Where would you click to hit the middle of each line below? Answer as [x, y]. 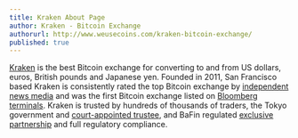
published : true [39, 42]
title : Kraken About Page [57, 17]
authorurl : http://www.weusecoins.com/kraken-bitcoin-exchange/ [131, 34]
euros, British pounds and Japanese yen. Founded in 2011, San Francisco [143, 77]
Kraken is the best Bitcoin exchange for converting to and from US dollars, [145, 68]
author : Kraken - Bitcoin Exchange [75, 26]
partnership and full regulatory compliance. [89, 125]
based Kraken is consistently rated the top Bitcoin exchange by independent [149, 86]
